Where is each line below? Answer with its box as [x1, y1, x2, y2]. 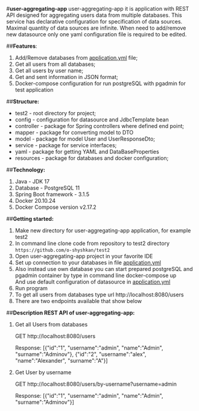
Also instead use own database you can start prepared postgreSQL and [14, 266, 193, 272]
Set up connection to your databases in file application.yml [14, 259, 162, 266]
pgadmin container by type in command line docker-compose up [14, 272, 177, 279]
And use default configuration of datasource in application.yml [14, 278, 171, 285]
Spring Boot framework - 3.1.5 [14, 191, 89, 198]
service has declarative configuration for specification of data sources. [6, 18, 183, 25]
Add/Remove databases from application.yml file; [14, 54, 138, 61]
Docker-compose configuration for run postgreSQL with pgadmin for [14, 80, 186, 87]
